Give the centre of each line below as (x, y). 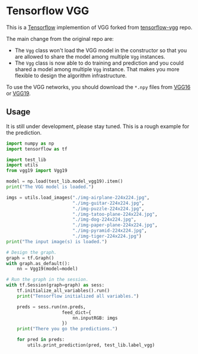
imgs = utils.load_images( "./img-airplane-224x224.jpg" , (78, 197)
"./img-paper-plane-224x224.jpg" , (115, 225)
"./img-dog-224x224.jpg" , (104, 220)
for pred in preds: (41, 340)
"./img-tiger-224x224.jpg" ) (107, 236)
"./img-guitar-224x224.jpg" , (108, 203)
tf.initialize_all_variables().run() (63, 291)
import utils (22, 165)
